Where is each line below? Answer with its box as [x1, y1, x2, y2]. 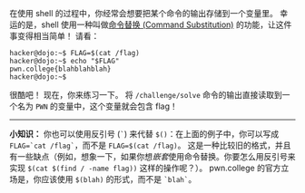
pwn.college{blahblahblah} [9, 64, 112, 73]
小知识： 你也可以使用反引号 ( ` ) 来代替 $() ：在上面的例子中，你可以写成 [9, 129, 280, 139]
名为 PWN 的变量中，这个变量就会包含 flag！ [16, 101, 179, 111]
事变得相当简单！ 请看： [9, 31, 100, 41]
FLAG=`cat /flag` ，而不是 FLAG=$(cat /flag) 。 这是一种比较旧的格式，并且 [9, 140, 292, 150]
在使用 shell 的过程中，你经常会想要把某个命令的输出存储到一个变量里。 [9, 8, 279, 18]
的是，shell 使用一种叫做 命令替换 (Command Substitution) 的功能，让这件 [16, 19, 292, 30]
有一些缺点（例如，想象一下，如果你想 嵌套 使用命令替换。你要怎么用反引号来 [9, 151, 296, 161]
